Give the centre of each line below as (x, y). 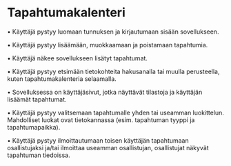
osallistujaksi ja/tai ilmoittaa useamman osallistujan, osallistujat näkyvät (108, 147)
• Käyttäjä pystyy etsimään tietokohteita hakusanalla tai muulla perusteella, (113, 71)
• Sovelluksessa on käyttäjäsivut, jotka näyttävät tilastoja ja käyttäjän (105, 92)
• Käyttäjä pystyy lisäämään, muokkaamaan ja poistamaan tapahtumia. (108, 45)
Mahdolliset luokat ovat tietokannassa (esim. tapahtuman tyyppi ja (101, 120)
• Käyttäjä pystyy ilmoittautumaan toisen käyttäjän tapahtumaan (98, 140)
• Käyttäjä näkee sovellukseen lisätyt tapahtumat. (78, 58)
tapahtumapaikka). (34, 127)
